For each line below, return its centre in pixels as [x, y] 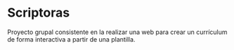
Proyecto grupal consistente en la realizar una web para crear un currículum [117, 32]
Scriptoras [39, 13]
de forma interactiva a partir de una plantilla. [71, 39]
